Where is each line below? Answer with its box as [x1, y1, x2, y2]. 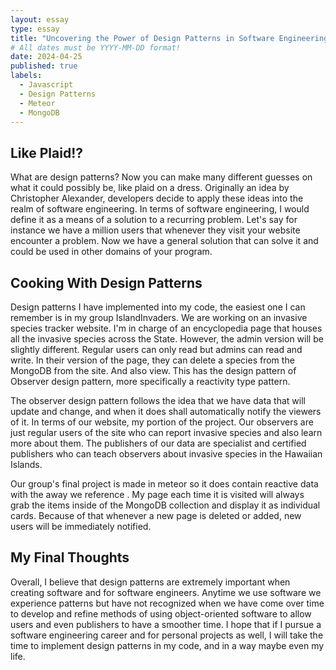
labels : [10, 71, 43, 81]
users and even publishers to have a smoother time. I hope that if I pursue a [10, 618, 322, 630]
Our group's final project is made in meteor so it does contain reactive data [10, 478, 319, 490]
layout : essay [10, 14, 70, 25]
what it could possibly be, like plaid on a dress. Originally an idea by [10, 182, 290, 194]
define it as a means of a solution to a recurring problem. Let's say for [10, 214, 298, 226]
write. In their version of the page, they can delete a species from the [10, 354, 295, 366]
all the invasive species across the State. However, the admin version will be [10, 333, 324, 345]
